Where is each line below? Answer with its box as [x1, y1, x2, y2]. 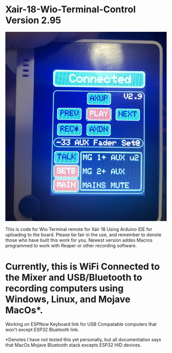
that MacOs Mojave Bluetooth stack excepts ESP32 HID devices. [5, 342, 142, 348]
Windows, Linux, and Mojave [5, 293, 131, 305]
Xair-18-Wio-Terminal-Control [5, 4, 136, 15]
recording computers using [5, 282, 124, 294]
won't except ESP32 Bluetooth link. [5, 327, 79, 333]
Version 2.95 [5, 14, 61, 26]
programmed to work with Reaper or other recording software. [5, 243, 137, 249]
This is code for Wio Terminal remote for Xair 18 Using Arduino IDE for [5, 226, 153, 232]
